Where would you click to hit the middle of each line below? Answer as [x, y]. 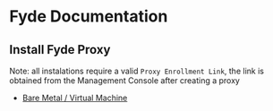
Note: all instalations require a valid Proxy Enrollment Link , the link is [136, 71]
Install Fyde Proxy [60, 50]
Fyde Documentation [89, 17]
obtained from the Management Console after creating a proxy [124, 81]
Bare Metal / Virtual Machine [75, 98]
